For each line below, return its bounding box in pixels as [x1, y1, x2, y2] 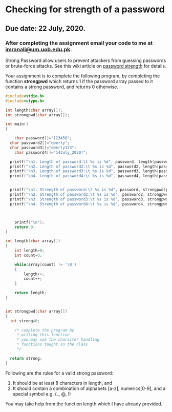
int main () [5, 121, 29, 127]
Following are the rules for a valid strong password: [5, 370, 114, 376]
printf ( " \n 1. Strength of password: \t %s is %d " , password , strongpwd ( [10, 187, 166, 193]
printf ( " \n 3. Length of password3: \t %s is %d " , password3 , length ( [10, 169, 159, 174]
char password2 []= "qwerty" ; [10, 140, 70, 146]
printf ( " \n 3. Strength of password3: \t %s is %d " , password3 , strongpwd [10, 196, 168, 202]
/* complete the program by [14, 327, 74, 333]
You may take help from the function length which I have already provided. [5, 401, 163, 407]
